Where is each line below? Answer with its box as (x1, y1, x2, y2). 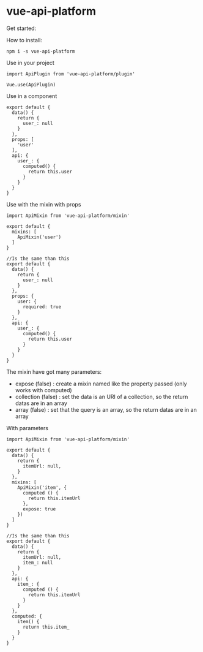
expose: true (22, 506, 56, 512)
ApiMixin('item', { (17, 484, 67, 491)
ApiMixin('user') (17, 234, 62, 240)
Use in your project (6, 59, 55, 66)
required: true (22, 303, 62, 310)
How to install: (6, 36, 43, 44)
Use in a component (6, 92, 57, 99)
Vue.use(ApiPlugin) (6, 81, 56, 88)
